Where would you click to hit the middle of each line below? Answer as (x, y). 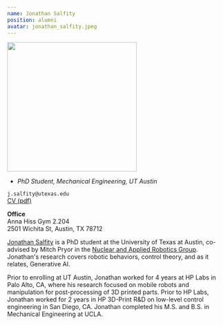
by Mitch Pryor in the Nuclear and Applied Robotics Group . (114, 250)
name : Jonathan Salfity (41, 13)
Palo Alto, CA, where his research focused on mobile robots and (98, 285)
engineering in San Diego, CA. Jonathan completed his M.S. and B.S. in (108, 307)
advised (18, 250)
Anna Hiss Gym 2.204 (39, 221)
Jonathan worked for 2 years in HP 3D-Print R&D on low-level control (105, 299)
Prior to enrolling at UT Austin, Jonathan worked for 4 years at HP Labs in (111, 277)
